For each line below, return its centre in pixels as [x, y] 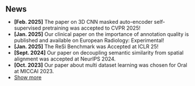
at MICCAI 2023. [34, 71]
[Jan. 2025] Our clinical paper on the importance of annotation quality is [101, 34]
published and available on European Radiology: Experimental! [89, 40]
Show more [28, 77]
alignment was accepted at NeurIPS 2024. [65, 59]
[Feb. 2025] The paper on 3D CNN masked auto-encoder [83, 22]
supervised [27, 28]
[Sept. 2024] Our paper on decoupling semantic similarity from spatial [99, 53]
